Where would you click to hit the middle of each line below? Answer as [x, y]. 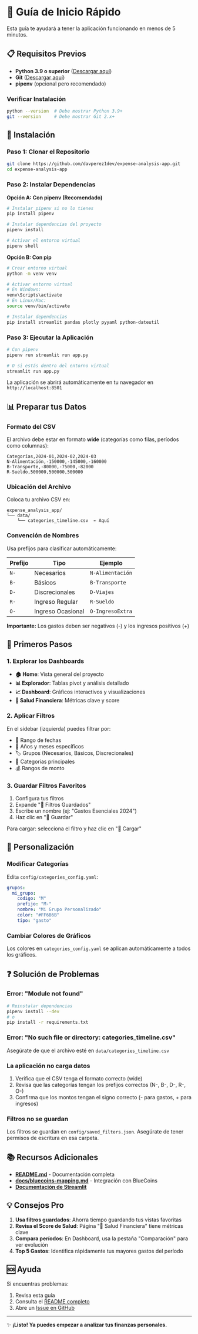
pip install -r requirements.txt [48, 1023]
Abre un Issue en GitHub [45, 1307]
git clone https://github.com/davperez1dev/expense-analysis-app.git [94, 164]
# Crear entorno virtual [37, 268]
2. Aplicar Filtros [31, 716]
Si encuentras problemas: [38, 1284]
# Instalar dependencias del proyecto [54, 224]
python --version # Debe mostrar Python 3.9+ [65, 111]
